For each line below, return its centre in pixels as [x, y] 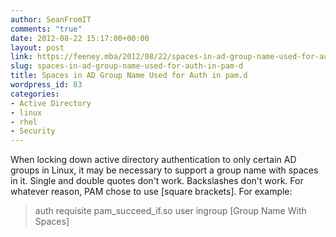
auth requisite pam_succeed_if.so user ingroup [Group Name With [170, 211]
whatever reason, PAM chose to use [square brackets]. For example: [151, 192]
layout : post [37, 47]
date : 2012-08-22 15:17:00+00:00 [80, 38]
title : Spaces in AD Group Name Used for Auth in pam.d [129, 76]
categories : [35, 94]
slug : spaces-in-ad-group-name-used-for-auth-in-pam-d [127, 66]
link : [21, 57]
